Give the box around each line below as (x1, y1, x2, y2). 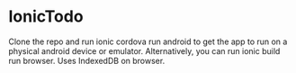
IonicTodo (8, 6, 84, 27)
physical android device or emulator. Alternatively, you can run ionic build (8, 45, 281, 56)
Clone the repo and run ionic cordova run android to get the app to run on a (8, 36, 288, 47)
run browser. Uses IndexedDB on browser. (8, 55, 166, 66)
